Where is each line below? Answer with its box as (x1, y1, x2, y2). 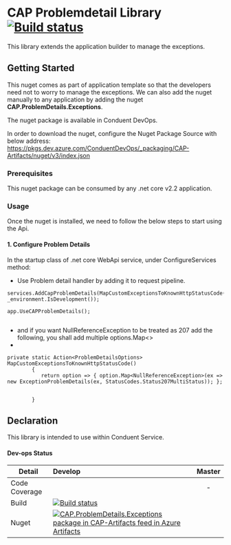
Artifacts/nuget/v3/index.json (7, 151, 91, 159)
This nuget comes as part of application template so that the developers (7, 81, 212, 89)
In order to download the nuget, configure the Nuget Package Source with (7, 129, 217, 137)
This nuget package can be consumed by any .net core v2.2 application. (7, 184, 212, 192)
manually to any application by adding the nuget (7, 95, 144, 103)
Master (197, 466, 221, 476)
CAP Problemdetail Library (7, 5, 162, 21)
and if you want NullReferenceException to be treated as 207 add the (16, 326, 213, 334)
